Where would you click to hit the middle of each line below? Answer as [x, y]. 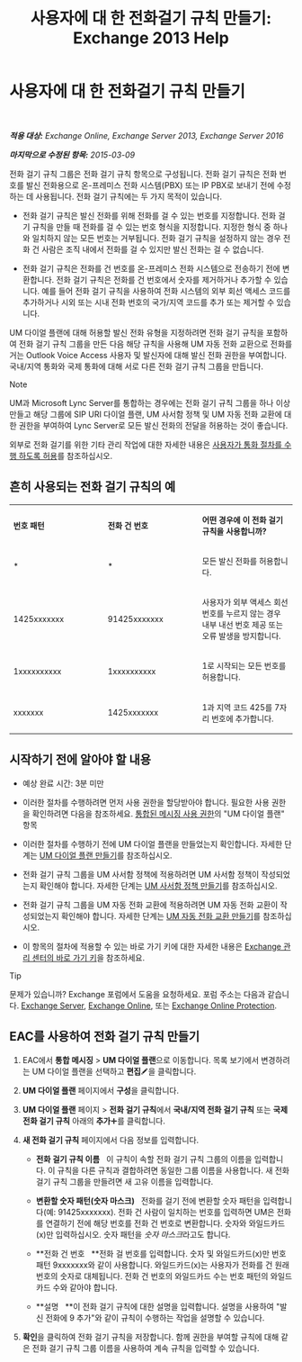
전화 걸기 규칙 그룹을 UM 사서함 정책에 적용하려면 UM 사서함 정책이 [141, 874]
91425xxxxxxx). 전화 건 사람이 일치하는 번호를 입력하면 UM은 [166, 1212]
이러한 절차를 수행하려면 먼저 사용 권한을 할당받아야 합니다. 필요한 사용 [146, 802]
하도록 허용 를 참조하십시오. [66, 456]
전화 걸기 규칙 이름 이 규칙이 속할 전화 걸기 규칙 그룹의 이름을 [144, 1159]
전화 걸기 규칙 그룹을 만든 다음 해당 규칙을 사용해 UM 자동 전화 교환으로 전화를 [155, 344]
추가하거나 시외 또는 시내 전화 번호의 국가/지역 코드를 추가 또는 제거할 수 [148, 302]
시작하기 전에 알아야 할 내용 [80, 760]
